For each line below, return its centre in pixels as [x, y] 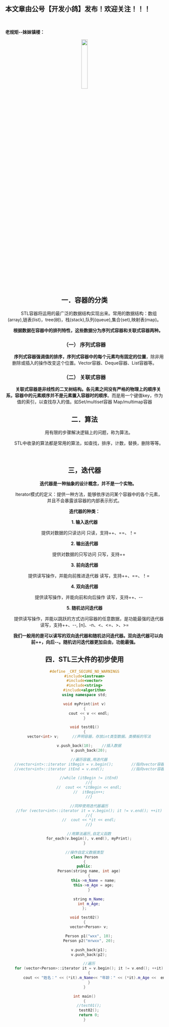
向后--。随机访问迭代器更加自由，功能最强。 [92, 642]
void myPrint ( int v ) [84, 704]
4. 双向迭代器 [84, 586]
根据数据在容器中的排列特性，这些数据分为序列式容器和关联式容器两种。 [88, 330]
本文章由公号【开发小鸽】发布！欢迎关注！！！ [78, 9]
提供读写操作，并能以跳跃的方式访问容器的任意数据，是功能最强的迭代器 [89, 618]
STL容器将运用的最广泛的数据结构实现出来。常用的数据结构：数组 [89, 313]
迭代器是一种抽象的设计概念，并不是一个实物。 [88, 483]
